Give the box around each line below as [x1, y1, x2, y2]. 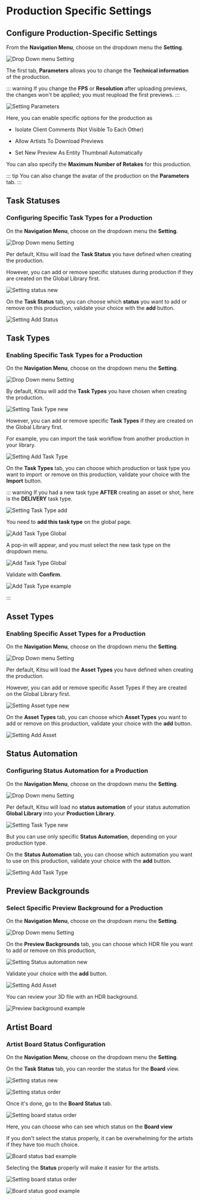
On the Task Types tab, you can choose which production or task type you [6, 465, 191, 472]
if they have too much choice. [6, 1141, 79, 1148]
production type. [6, 839, 47, 846]
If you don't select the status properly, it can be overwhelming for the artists [6, 1135, 193, 1142]
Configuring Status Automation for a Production [6, 766, 148, 775]
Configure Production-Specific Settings [6, 28, 158, 38]
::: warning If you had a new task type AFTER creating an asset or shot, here [6, 489, 194, 496]
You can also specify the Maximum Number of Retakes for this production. [6, 161, 192, 168]
